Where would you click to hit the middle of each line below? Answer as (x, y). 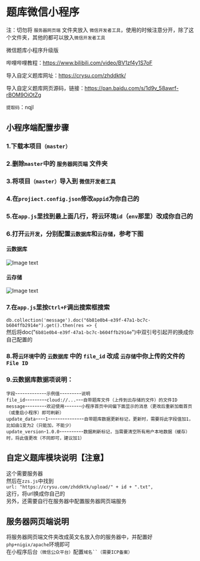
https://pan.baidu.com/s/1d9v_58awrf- (132, 88)
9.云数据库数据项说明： (40, 380)
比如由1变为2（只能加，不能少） (40, 425)
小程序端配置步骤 (38, 128)
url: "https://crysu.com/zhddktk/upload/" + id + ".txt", (80, 487)
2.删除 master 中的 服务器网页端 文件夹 (57, 164)
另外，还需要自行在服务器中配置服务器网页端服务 (66, 501)
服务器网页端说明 (38, 521)
